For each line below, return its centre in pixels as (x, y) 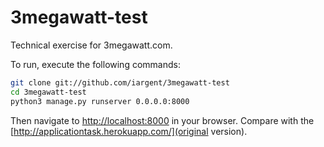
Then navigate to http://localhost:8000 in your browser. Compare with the (162, 120)
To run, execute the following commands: (95, 64)
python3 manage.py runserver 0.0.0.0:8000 (100, 101)
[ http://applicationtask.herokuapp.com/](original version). (129, 131)
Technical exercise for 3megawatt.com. (91, 45)
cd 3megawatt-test (48, 92)
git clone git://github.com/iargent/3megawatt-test (120, 82)
